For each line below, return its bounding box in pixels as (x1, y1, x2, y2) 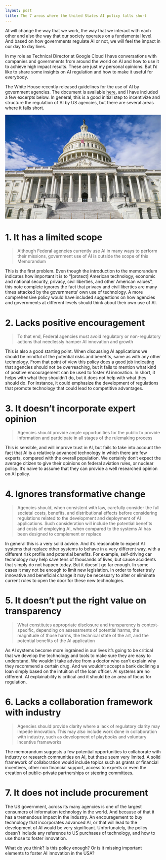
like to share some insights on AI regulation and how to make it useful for (5, 68, 153, 74)
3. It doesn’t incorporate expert (5, 402, 136, 414)
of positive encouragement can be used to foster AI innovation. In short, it (5, 370, 156, 376)
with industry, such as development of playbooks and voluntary (17, 734, 147, 740)
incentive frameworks (17, 739, 62, 745)
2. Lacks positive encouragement (5, 317, 145, 329)
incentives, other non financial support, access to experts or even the (5, 765, 147, 771)
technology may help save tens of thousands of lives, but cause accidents (5, 556, 156, 563)
